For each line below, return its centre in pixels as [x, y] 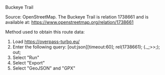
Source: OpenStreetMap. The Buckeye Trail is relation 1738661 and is [77, 17]
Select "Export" [29, 63]
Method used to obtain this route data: [45, 32]
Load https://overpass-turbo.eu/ [46, 41]
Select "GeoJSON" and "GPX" [44, 68]
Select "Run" [26, 57]
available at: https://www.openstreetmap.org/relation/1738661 [69, 22]
